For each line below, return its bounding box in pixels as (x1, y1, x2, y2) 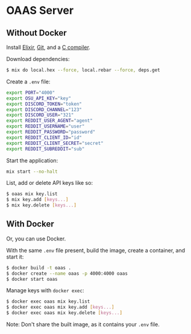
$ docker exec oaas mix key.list (6, 298, 90, 305)
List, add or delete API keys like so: (6, 179, 93, 187)
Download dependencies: (6, 56, 70, 62)
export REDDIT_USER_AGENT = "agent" (6, 118, 93, 124)
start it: (6, 253, 24, 260)
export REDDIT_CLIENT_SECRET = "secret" (6, 140, 104, 146)
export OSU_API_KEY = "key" (6, 95, 71, 101)
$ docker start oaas (6, 276, 58, 282)
